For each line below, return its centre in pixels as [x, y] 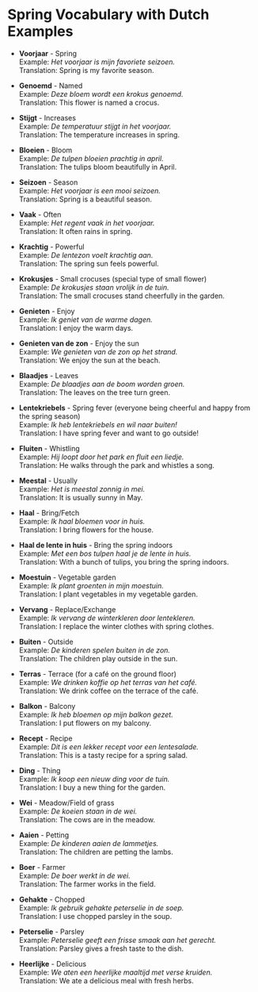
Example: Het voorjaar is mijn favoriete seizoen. [97, 62]
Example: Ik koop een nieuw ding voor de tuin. [94, 779]
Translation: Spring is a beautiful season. [85, 199]
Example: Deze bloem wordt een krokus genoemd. [101, 94]
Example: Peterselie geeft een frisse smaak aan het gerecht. [118, 940]
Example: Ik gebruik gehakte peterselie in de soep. [101, 908]
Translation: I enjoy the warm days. [76, 327]
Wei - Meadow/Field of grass [66, 802]
